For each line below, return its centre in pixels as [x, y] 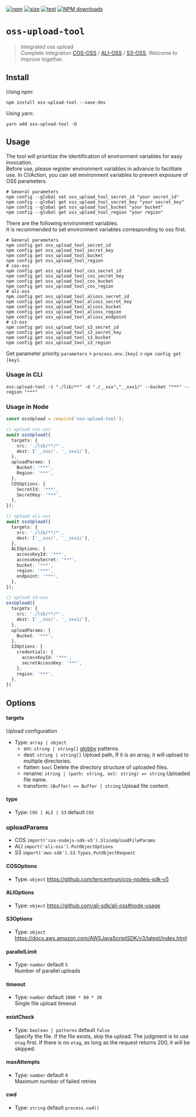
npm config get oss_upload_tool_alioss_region [64, 312]
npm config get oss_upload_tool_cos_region [60, 286]
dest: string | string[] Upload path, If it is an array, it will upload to [106, 754]
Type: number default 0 [41, 1075]
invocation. [20, 162]
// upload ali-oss [28, 516]
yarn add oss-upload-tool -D [42, 124]
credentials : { [35, 652]
